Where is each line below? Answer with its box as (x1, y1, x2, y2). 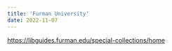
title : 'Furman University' (7, 10, 90, 17)
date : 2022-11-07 (7, 17, 58, 24)
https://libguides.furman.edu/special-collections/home (7, 36, 165, 44)
